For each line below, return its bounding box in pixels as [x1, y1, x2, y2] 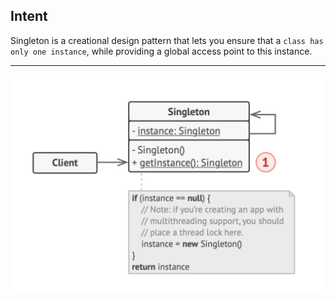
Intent [10, 8, 48, 25]
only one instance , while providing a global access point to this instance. [10, 45, 313, 57]
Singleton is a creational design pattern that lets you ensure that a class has [10, 34, 324, 46]
